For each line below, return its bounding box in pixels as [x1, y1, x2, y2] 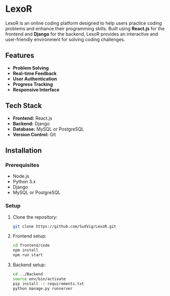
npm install [12, 248, 38, 253]
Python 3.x [12, 179, 36, 185]
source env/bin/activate [12, 276, 66, 282]
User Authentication [12, 75, 57, 82]
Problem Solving [12, 65, 49, 71]
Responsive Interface [12, 87, 60, 93]
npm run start [12, 252, 43, 258]
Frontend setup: [12, 233, 47, 239]
